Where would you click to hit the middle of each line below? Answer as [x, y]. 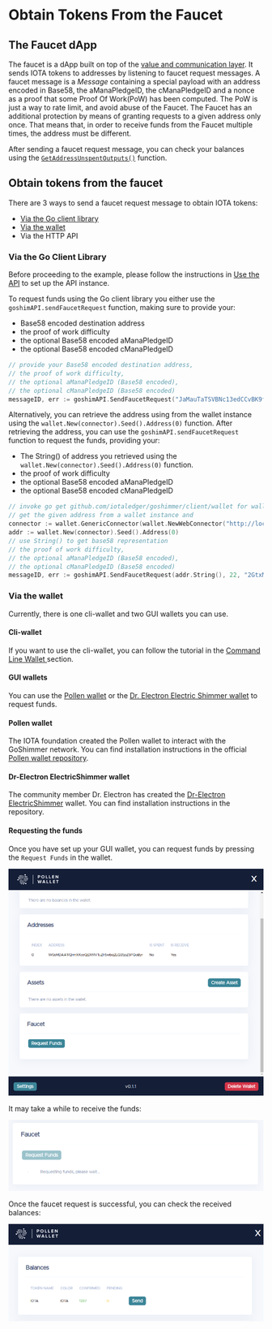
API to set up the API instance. [59, 283]
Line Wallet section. [41, 658]
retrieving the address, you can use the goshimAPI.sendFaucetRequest [123, 432]
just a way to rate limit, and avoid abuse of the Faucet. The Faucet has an [130, 108]
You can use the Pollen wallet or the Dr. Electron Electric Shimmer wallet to [133, 696]
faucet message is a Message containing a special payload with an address [134, 82]
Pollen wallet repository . [49, 758]
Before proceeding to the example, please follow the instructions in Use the [134, 274]
